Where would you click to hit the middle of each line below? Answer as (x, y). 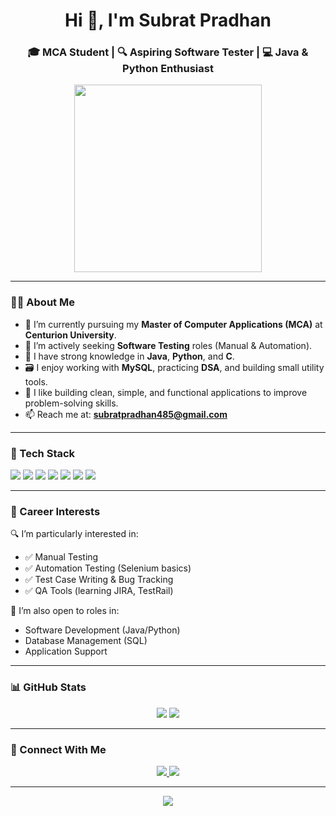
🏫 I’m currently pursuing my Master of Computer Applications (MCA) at (173, 324)
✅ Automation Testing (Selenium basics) (108, 568)
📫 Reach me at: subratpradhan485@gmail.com (126, 414)
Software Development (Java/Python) (102, 630)
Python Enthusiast (168, 69)
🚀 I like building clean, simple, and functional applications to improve (166, 392)
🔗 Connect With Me (58, 749)
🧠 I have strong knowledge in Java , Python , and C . (129, 356)
